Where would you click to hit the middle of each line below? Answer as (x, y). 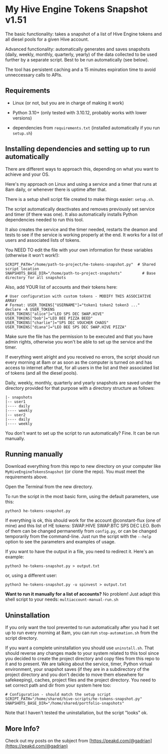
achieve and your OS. (27, 174)
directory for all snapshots (36, 278)
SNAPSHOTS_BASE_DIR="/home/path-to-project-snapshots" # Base (80, 273)
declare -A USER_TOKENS (30, 309)
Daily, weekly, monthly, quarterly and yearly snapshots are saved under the (83, 383)
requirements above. (27, 477)
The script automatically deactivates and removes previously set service (80, 209)
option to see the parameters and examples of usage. (60, 542)
